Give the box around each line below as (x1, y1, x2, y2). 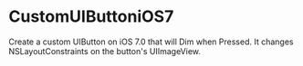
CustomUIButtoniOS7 (8, 6, 174, 27)
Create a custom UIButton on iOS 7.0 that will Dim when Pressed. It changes (8, 36, 294, 47)
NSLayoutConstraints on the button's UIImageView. (8, 45, 202, 56)
